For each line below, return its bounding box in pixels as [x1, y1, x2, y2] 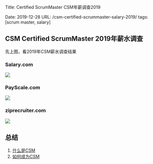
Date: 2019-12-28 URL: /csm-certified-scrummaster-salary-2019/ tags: [5, 14, 149, 20]
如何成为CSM [12, 153, 40, 159]
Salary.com [5, 61, 33, 68]
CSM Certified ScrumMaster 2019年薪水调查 [5, 35, 144, 43]
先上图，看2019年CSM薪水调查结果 [5, 48, 77, 54]
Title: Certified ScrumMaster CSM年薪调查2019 [5, 4, 101, 10]
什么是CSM [12, 147, 35, 153]
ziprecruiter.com [5, 107, 46, 114]
